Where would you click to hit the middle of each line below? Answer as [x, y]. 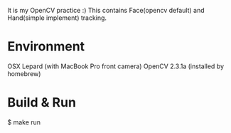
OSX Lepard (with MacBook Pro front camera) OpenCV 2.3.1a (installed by [116, 66]
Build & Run [42, 103]
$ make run [24, 122]
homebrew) [24, 73]
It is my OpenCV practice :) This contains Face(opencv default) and [106, 10]
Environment [46, 47]
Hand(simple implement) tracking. [57, 18]
